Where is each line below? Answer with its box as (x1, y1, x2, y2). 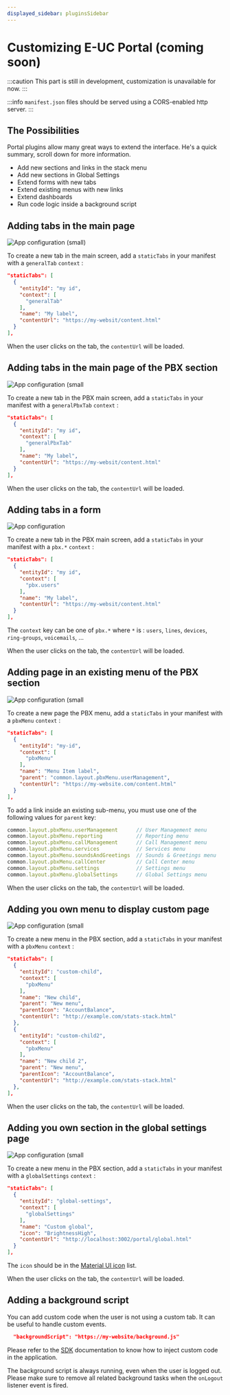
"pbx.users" (25, 581, 60, 588)
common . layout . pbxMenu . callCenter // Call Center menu (7, 858, 195, 865)
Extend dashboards (16, 193, 73, 201)
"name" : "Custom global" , (19, 1223, 94, 1230)
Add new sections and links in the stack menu (16, 164, 148, 172)
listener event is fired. (7, 1381, 69, 1389)
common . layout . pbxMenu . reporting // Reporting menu (7, 833, 189, 840)
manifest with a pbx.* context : (7, 543, 94, 551)
